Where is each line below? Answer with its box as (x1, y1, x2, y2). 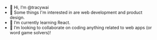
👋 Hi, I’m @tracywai (9, 5, 49, 10)
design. (9, 15, 25, 20)
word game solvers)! (9, 30, 51, 35)
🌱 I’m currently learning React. (9, 20, 70, 25)
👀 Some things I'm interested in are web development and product (9, 10, 142, 15)
